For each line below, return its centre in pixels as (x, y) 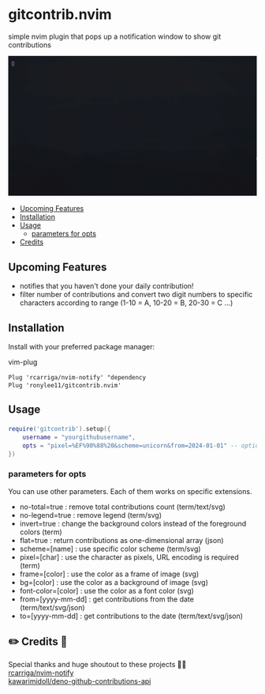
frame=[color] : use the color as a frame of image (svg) (109, 574)
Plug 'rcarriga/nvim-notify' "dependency (77, 378)
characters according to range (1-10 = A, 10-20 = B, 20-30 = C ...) (126, 303)
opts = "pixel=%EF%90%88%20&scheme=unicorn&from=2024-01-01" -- (130, 445)
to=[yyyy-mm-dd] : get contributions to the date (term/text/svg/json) (131, 616)
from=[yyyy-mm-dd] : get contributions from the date (107, 599)
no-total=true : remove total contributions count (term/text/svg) (123, 507)
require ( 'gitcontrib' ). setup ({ (60, 428)
